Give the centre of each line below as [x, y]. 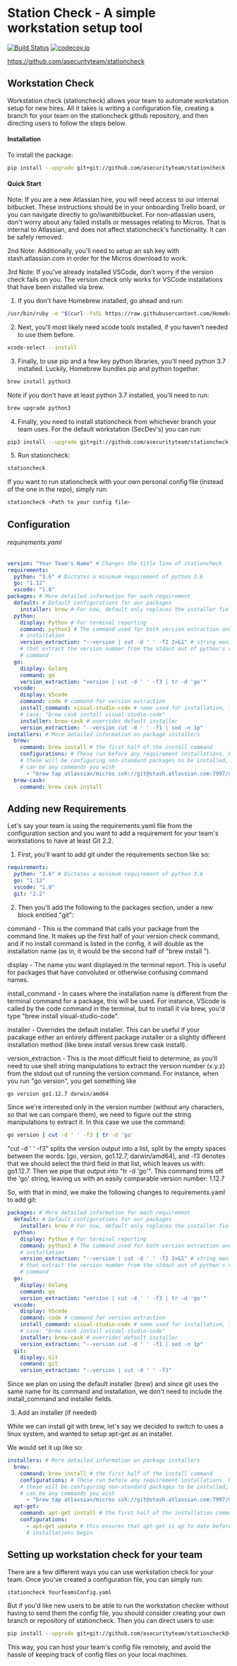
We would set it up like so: [45, 1448]
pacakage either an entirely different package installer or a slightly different [117, 1037]
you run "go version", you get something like [72, 1081]
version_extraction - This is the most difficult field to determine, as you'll [112, 1058]
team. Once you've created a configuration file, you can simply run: [105, 1579]
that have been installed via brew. [56, 287]
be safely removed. [35, 237]
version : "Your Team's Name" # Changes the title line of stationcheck [115, 563]
